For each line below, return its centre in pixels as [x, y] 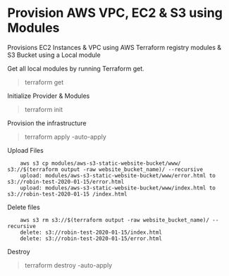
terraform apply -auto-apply [66, 137]
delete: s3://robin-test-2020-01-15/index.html [91, 232]
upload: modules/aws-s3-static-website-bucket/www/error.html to [118, 175]
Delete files [24, 207]
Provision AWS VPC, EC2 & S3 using [115, 13]
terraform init [44, 109]
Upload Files [25, 150]
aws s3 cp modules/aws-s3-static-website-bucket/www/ [100, 163]
